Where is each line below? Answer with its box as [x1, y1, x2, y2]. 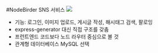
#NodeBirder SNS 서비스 [6, 6, 65, 13]
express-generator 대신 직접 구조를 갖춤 [14, 26, 109, 33]
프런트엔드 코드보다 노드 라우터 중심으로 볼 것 [14, 33, 119, 40]
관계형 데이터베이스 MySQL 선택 [14, 41, 90, 47]
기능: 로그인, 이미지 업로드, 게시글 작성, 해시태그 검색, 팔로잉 [14, 19, 153, 26]
